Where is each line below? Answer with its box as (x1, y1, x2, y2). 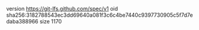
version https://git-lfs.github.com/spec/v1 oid (6, 5, 118, 12)
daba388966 (6, 18, 39, 25)
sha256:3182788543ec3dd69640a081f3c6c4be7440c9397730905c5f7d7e (6, 11, 194, 19)
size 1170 (39, 18, 62, 25)
